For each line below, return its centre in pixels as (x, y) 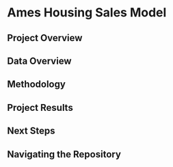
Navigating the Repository (64, 154)
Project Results (40, 107)
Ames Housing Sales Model (87, 13)
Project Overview (45, 38)
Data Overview (39, 61)
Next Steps (31, 131)
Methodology (37, 85)
